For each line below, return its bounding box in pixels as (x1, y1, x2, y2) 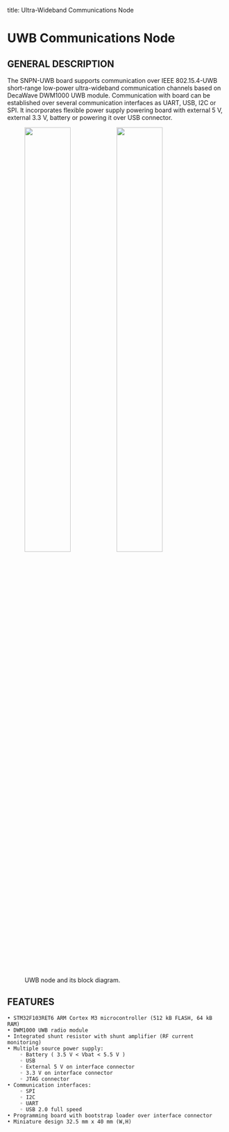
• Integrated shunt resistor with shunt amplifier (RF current (7, 1032, 194, 1040)
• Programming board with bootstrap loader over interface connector (7, 1112, 213, 1119)
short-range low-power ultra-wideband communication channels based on (7, 84, 221, 92)
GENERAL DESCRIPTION (7, 58, 114, 70)
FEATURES (7, 996, 55, 1008)
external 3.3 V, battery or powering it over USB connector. (7, 114, 173, 121)
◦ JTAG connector (19, 1076, 70, 1083)
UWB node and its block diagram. (24, 976, 121, 984)
